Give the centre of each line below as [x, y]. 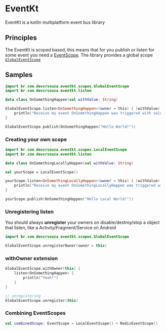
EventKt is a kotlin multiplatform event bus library [55, 22]
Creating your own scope [36, 139]
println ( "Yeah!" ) [41, 278]
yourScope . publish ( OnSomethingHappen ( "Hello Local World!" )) [69, 199]
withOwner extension [32, 258]
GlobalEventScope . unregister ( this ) [42, 300]
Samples [19, 75]
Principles [21, 38]
